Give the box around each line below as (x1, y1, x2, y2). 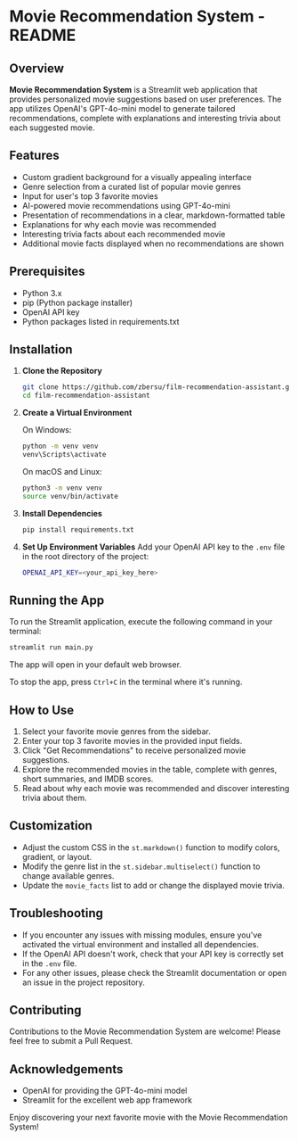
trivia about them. (21, 792, 87, 803)
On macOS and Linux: (21, 466, 102, 476)
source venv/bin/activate (21, 492, 118, 500)
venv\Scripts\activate (21, 451, 107, 459)
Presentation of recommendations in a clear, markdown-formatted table (21, 210, 286, 220)
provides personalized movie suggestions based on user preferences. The (9, 94, 282, 104)
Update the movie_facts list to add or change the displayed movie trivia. (21, 880, 285, 890)
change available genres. (21, 870, 115, 881)
